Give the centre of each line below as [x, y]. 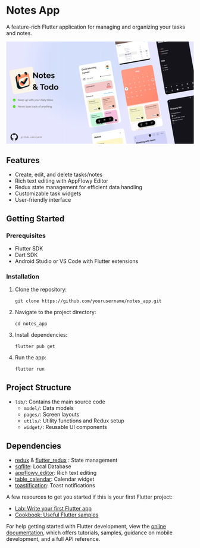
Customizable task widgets [48, 193]
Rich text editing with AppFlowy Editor [62, 181]
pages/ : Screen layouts [51, 415]
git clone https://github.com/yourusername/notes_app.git [88, 301]
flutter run [29, 369]
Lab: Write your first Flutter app [53, 508]
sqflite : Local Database [43, 466]
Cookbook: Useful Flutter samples [57, 515]
